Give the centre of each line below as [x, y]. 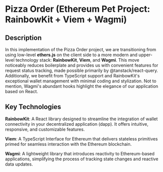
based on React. [22, 91]
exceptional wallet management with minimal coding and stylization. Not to [81, 81]
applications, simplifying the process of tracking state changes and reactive [82, 159]
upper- [145, 55]
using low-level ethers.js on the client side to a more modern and [71, 55]
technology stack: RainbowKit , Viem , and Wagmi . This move [78, 60]
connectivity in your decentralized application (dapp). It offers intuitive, [77, 124]
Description [23, 38]
